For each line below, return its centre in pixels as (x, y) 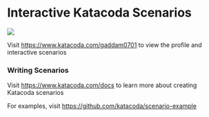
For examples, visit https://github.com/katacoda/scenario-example (102, 106)
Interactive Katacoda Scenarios (99, 13)
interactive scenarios (37, 52)
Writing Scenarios (38, 70)
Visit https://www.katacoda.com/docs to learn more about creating (102, 85)
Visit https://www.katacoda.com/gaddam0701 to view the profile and (104, 45)
